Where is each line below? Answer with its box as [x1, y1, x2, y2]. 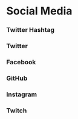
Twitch [6, 106, 27, 115]
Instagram [6, 90, 37, 99]
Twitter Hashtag [6, 26, 55, 34]
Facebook [6, 58, 36, 66]
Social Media [6, 4, 73, 18]
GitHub [6, 74, 28, 82]
